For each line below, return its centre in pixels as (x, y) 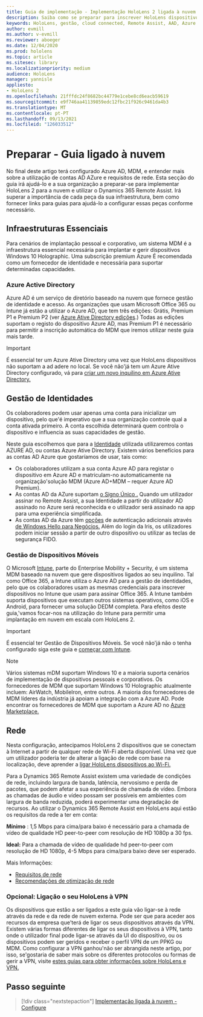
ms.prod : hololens (29, 51)
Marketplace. (23, 711)
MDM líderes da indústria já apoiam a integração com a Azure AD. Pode (95, 699)
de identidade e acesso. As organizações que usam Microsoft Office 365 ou (101, 304)
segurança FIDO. (36, 539)
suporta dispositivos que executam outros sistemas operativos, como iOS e (100, 601)
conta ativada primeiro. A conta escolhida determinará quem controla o (95, 426)
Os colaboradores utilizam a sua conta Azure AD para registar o (94, 468)
